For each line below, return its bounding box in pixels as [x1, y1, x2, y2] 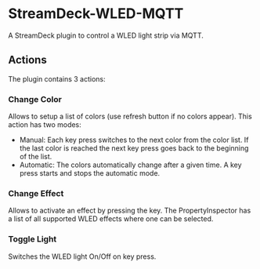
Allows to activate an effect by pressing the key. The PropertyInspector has [8, 205, 251, 216]
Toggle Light [8, 234, 57, 245]
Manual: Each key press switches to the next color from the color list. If [19, 135, 249, 145]
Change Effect [8, 187, 64, 198]
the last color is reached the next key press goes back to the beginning [19, 144, 249, 153]
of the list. [19, 152, 52, 162]
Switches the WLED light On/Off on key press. [8, 252, 157, 261]
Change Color [8, 93, 63, 104]
